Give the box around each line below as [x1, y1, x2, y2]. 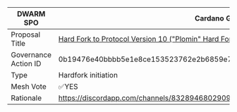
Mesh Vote [11, 82, 47, 91]
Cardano [194, 13, 224, 23]
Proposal [11, 30, 41, 39]
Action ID [11, 59, 42, 68]
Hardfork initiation [58, 70, 119, 80]
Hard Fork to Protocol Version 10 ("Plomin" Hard [58, 35, 219, 44]
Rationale [11, 93, 42, 103]
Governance [11, 50, 51, 59]
